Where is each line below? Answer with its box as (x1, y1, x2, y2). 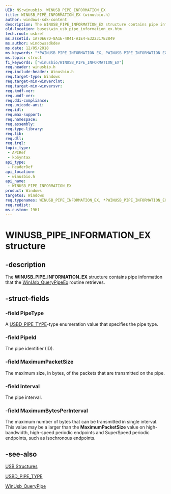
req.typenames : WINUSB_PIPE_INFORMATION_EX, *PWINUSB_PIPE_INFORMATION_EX (5, 197, 167, 203)
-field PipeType (5, 309, 44, 317)
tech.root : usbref (5, 31, 44, 36)
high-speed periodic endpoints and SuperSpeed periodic (30, 430, 150, 436)
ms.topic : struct (5, 55, 42, 60)
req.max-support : (5, 112, 42, 118)
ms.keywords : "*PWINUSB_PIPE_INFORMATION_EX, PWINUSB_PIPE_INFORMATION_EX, (5, 50, 169, 55)
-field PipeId (5, 333, 37, 341)
